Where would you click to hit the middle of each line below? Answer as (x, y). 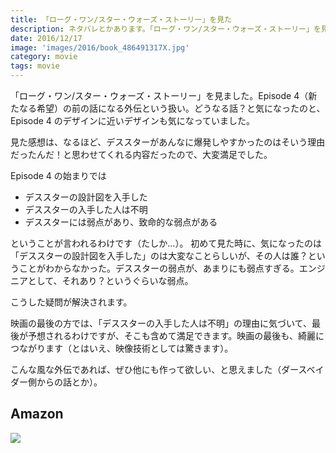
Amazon (37, 414)
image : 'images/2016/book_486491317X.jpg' (100, 47)
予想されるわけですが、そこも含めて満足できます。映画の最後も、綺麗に (176, 335)
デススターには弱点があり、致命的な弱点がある (121, 222)
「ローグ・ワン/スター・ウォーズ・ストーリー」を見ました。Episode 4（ (159, 95)
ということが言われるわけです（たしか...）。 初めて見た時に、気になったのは (166, 243)
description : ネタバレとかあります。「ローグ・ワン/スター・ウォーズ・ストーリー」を (166, 29)
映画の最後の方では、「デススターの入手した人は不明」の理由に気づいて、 (161, 323)
